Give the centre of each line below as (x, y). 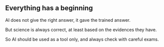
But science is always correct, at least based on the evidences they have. (81, 30)
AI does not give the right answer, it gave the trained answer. (68, 20)
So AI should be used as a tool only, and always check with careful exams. (82, 39)
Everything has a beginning (49, 8)
